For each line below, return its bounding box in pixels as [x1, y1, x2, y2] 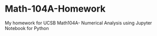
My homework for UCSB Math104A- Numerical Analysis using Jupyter [5, 20, 152, 26]
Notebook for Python [5, 25, 49, 31]
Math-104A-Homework [5, 3, 106, 15]
